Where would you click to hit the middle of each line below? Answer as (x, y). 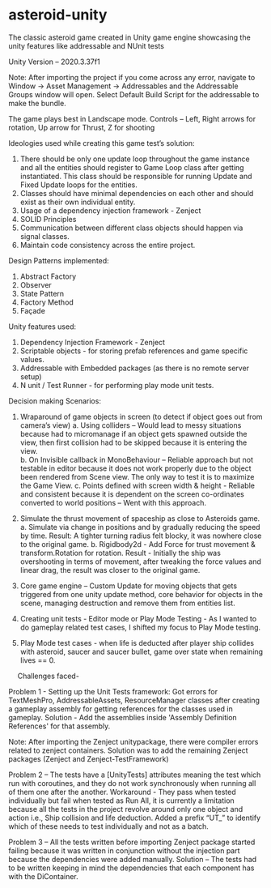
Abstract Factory (48, 276)
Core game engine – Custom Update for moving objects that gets (128, 586)
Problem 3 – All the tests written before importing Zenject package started (132, 842)
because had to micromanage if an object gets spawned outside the (133, 433)
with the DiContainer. (43, 876)
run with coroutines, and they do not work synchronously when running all (132, 783)
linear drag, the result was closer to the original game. (110, 570)
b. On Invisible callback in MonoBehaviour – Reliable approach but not (136, 459)
